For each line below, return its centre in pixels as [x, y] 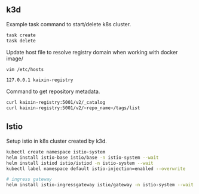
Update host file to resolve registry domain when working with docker [92, 52]
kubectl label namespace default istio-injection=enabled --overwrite [96, 169]
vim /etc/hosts [25, 69]
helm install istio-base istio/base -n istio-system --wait [83, 158]
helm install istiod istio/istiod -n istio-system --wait [80, 163]
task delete [21, 41]
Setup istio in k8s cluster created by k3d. [57, 141]
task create [21, 35]
